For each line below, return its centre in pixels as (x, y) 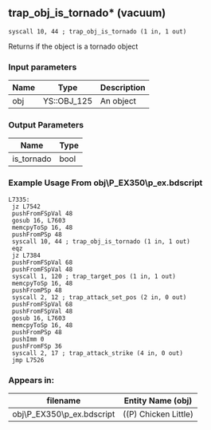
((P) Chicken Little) (158, 414)
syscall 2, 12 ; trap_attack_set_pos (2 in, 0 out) (99, 297)
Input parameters (43, 67)
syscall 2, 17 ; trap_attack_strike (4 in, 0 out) (97, 353)
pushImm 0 (28, 339)
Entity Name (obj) (158, 400)
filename (64, 400)
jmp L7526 (28, 360)
